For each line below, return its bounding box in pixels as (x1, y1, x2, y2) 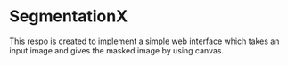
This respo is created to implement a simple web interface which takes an (9, 36, 280, 46)
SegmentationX (9, 6, 128, 27)
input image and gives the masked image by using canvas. (9, 45, 225, 55)
